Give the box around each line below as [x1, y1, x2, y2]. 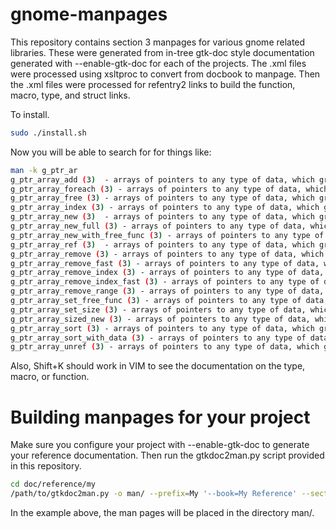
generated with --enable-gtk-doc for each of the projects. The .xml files [10, 57, 307, 69]
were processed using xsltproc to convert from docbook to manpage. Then [10, 68, 321, 80]
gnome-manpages [10, 3, 168, 26]
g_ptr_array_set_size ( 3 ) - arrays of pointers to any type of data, [10, 304, 307, 315]
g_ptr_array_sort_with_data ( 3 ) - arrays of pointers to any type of [10, 333, 307, 343]
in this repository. [10, 460, 82, 472]
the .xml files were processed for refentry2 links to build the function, [10, 78, 296, 90]
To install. [10, 108, 50, 120]
